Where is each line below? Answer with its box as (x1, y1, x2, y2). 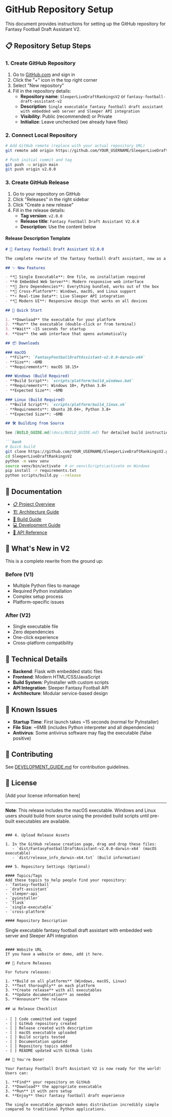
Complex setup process (12, 593, 63, 600)
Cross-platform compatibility (12, 640, 74, 646)
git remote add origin (5, 148, 54, 153)
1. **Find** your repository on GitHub (5, 1079, 91, 1085)
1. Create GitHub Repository (5, 60, 76, 67)
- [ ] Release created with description (5, 1025, 93, 1031)
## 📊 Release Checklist (5, 1006, 58, 1012)
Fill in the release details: (12, 207, 66, 213)
